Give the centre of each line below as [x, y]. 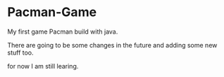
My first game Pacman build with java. [63, 31]
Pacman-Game [52, 12]
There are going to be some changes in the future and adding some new [112, 45]
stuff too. [20, 52]
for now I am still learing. [43, 66]
